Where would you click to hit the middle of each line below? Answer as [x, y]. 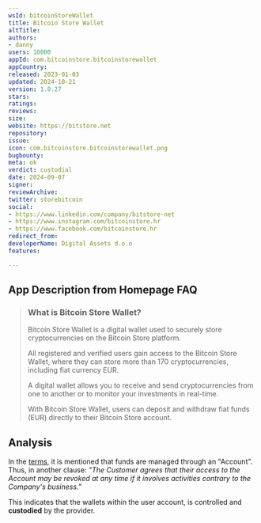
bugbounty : [26, 155]
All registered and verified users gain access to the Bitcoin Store [132, 354]
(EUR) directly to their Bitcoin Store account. [100, 418]
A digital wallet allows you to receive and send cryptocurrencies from [140, 385]
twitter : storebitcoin [45, 199]
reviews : [23, 112]
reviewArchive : [33, 192]
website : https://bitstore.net [60, 126]
